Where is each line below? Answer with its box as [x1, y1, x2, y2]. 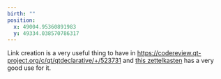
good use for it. [7, 64, 52, 72]
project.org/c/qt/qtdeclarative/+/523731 [7, 57, 122, 65]
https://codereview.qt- [137, 49, 201, 57]
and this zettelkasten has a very [123, 57, 214, 65]
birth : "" [7, 10, 36, 17]
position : [7, 17, 36, 24]
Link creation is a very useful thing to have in [7, 49, 136, 57]
